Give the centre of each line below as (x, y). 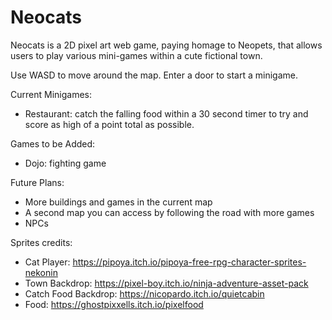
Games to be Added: (53, 143)
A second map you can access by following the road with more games (169, 212)
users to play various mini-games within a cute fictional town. (136, 55)
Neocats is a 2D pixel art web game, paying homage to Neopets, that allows (166, 45)
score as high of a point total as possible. (109, 124)
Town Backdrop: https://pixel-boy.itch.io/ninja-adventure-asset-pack (166, 283)
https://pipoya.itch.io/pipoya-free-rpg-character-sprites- (189, 262)
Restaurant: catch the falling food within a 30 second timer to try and (166, 113)
